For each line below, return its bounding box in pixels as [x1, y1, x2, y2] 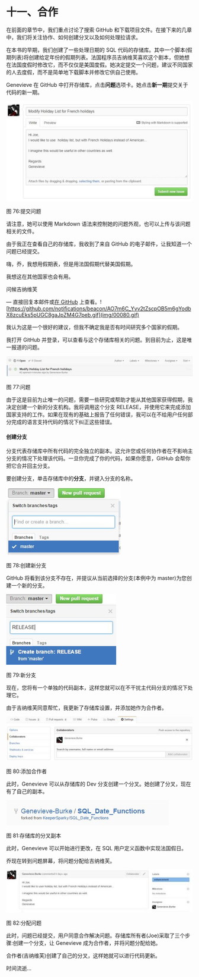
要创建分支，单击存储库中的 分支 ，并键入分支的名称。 [6, 475, 136, 482]
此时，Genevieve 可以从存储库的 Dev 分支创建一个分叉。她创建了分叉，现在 [6, 780, 191, 788]
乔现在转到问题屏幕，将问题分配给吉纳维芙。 [6, 857, 115, 865]
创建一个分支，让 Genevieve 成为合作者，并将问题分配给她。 [12, 940, 161, 947]
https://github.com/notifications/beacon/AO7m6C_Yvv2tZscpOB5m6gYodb [8, 304, 191, 312]
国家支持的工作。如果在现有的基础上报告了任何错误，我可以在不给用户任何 [6, 411, 188, 418]
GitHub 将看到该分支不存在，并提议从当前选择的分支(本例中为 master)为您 [6, 574, 187, 582]
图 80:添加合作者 [6, 768, 47, 775]
